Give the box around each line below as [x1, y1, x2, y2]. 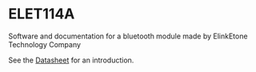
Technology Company [8, 39, 82, 49]
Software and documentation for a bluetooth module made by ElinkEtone [8, 31, 248, 41]
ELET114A [8, 5, 75, 23]
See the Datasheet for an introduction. [8, 55, 134, 65]
